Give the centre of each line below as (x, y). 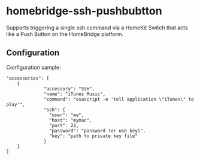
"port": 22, (64, 125)
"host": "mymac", (71, 120)
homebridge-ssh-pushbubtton (84, 11)
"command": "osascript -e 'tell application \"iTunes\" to (119, 99)
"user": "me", (66, 115)
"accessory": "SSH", (69, 89)
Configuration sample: (34, 67)
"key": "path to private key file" (93, 136)
